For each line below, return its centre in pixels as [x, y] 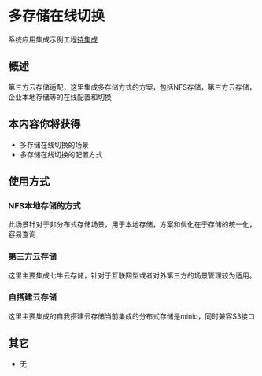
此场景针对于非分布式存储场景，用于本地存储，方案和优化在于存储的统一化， [132, 224]
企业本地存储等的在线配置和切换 [60, 97]
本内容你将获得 [44, 124]
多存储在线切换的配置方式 [61, 154]
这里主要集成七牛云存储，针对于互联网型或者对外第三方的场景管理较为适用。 [132, 275]
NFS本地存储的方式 [44, 205]
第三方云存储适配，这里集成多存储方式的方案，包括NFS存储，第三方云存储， [132, 87]
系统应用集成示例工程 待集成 [53, 39]
